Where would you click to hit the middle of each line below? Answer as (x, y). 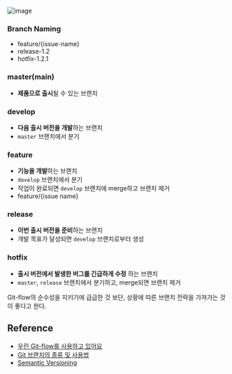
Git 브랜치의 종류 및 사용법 (53, 354)
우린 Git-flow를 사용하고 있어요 (60, 346)
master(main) (31, 77)
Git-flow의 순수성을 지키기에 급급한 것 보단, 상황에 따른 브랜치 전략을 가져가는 (113, 297)
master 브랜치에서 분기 (48, 136)
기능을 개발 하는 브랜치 (47, 171)
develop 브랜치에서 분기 (50, 180)
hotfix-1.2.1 (33, 59)
